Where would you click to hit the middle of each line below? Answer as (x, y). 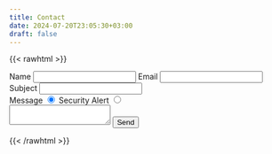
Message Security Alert (59, 100)
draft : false (33, 34)
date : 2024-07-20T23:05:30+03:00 (71, 26)
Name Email (84, 77)
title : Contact (37, 17)
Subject (23, 89)
